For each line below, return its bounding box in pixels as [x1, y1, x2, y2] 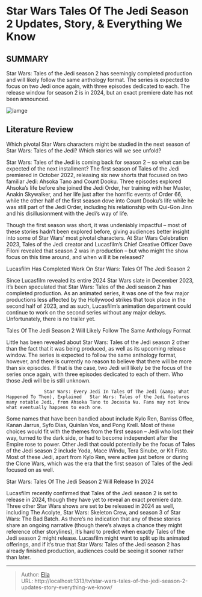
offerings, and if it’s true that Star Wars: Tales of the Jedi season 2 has [6, 540, 180, 548]
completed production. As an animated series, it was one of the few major [6, 289, 189, 296]
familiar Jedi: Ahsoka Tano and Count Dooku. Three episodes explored [6, 178, 182, 185]
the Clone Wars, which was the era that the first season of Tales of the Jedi [6, 460, 193, 467]
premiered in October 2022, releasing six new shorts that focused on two [6, 171, 188, 178]
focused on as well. [6, 466, 55, 474]
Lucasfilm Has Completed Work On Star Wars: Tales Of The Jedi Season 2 [6, 265, 191, 272]
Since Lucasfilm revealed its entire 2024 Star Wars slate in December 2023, [6, 277, 194, 284]
